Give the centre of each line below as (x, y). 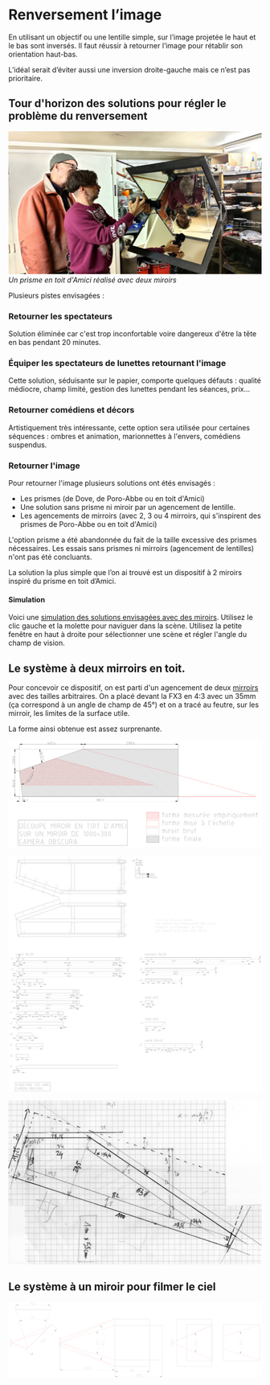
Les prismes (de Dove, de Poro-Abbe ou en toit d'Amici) (112, 498)
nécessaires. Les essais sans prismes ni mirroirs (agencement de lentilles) (131, 548)
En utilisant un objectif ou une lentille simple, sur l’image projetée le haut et (132, 37)
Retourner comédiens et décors (72, 410)
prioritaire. (25, 78)
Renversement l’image (85, 15)
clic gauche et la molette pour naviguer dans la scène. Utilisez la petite (125, 626)
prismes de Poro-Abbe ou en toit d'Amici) (88, 524)
